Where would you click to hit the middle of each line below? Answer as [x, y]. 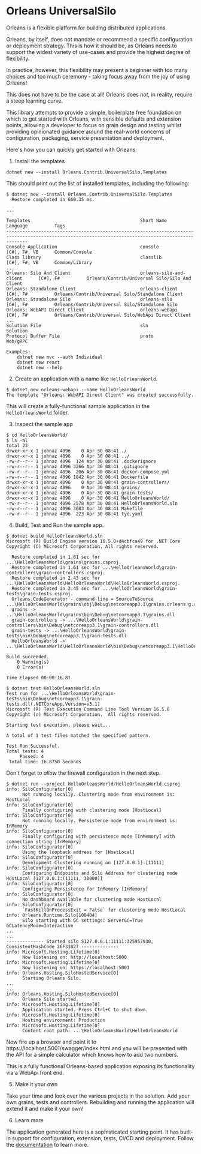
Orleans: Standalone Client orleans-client [92, 289]
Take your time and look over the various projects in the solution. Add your [98, 1096]
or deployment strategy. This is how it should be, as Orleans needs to [92, 46]
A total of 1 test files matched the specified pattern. [79, 735]
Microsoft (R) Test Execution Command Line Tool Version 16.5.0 [88, 709]
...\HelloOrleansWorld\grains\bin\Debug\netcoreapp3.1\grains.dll [91, 615]
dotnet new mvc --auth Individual [60, 357]
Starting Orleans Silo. [52, 978]
